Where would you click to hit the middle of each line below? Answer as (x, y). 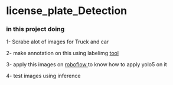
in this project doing (35, 29)
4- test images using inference (43, 76)
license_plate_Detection (67, 11)
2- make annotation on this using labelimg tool (63, 53)
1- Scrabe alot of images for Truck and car (58, 42)
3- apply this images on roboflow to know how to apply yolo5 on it (86, 64)
